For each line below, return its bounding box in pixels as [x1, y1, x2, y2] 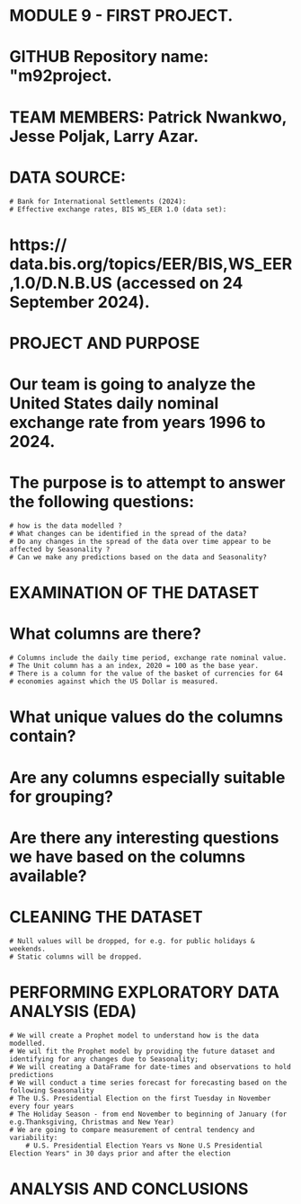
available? [9, 865, 87, 886]
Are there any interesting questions [9, 827, 280, 848]
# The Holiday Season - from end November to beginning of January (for [9, 1110, 288, 1119]
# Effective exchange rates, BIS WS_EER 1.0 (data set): [9, 204, 227, 214]
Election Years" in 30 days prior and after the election [9, 1148, 231, 1158]
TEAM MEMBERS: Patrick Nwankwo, [9, 107, 288, 127]
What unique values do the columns [9, 707, 284, 727]
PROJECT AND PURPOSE [9, 333, 200, 353]
